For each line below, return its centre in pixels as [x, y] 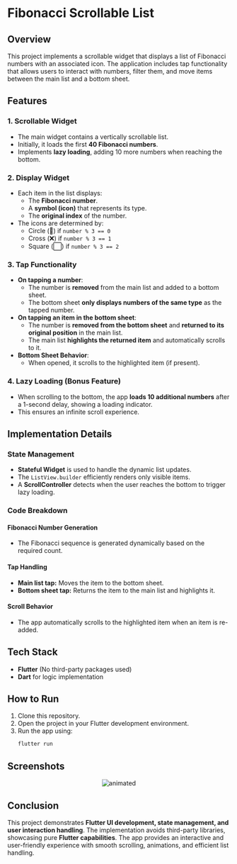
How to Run [33, 699]
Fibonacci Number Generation [52, 527]
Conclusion [33, 806]
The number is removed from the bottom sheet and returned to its [126, 325]
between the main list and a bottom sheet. [69, 79]
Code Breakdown [37, 510]
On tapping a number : [50, 280]
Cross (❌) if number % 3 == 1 [70, 238]
